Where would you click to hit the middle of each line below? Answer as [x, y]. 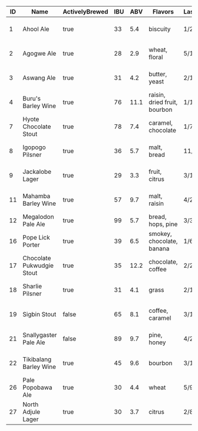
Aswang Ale [39, 78]
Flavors [163, 12]
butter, [158, 74]
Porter [31, 245]
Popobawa [37, 388]
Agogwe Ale [39, 54]
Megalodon [38, 217]
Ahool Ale [36, 29]
